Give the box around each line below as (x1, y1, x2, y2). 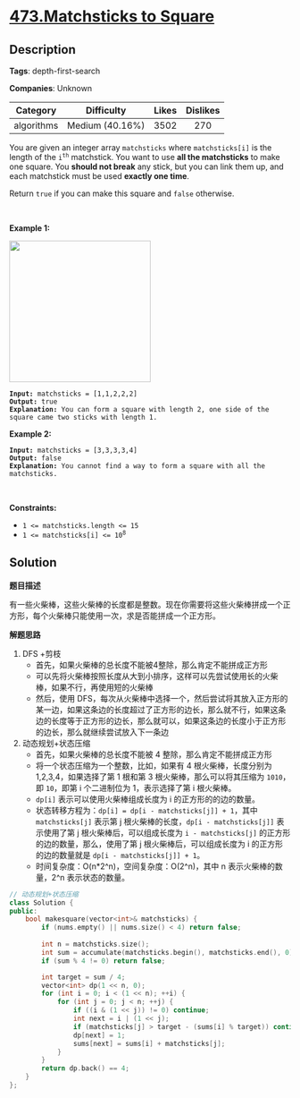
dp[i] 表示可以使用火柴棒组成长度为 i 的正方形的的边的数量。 (35, 794, 261, 804)
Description (9, 42, 76, 57)
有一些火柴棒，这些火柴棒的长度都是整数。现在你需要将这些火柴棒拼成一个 (9, 599, 283, 609)
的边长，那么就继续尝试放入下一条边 (35, 727, 170, 737)
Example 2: (9, 429, 52, 439)
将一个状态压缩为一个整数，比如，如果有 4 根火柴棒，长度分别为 (35, 760, 272, 770)
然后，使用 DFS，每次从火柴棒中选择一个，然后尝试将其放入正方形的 (35, 693, 288, 703)
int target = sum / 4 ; (41, 973, 126, 982)
